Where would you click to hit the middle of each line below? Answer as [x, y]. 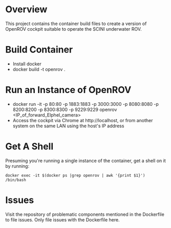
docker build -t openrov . [39, 69]
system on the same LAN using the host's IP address [68, 126]
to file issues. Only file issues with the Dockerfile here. [62, 220]
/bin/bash [16, 180]
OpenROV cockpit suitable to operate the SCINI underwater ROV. [73, 29]
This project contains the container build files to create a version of [76, 24]
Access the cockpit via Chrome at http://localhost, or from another [83, 120]
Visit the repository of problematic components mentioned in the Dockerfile [85, 214]
